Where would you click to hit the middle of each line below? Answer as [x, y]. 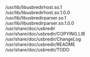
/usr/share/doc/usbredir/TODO [37, 50]
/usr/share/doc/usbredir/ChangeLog [43, 39]
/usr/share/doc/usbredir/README [40, 44]
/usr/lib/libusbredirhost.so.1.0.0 [38, 12]
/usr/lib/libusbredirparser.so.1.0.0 [40, 23]
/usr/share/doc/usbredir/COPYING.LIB [45, 34]
